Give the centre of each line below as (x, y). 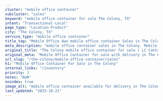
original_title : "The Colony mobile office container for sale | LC (76, 50)
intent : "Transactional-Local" (37, 23)
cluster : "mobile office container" (42, 9)
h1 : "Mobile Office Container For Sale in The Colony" (62, 64)
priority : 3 (17, 73)
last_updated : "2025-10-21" (33, 91)
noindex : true (19, 82)
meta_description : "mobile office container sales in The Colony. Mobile (81, 46)
